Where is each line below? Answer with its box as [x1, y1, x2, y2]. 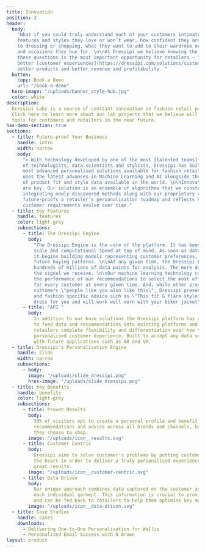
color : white [12, 94, 45, 100]
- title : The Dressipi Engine [22, 230, 99, 236]
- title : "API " [22, 304, 64, 310]
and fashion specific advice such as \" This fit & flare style [33, 293, 198, 299]
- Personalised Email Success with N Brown [22, 532, 135, 538]
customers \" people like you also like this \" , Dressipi [33, 287, 182, 293]
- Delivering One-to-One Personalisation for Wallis [22, 526, 160, 532]
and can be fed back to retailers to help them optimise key [33, 497, 192, 504]
